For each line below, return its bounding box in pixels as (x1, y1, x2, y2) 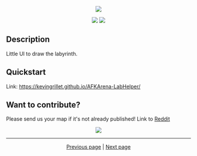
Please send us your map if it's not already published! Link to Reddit (6, 115, 170, 122)
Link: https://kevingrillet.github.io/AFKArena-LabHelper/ (6, 82, 141, 90)
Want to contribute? (6, 100, 81, 110)
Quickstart (6, 67, 46, 77)
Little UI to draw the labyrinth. (6, 50, 78, 57)
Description (6, 35, 50, 45)
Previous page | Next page (66, 144, 131, 151)
